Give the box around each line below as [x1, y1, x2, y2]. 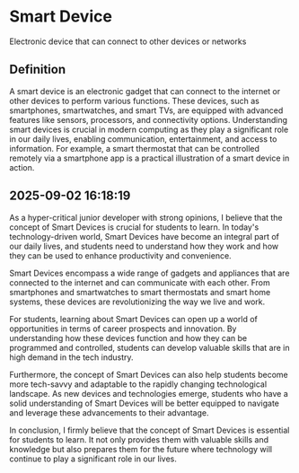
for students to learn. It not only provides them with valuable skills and [9, 434, 269, 445]
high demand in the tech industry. [9, 352, 134, 363]
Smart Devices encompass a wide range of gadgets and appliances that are [9, 267, 290, 278]
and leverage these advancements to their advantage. [9, 407, 209, 418]
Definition [9, 62, 66, 77]
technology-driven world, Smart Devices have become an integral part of [9, 231, 280, 241]
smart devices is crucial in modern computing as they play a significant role [9, 124, 289, 135]
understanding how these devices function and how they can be [9, 332, 248, 343]
